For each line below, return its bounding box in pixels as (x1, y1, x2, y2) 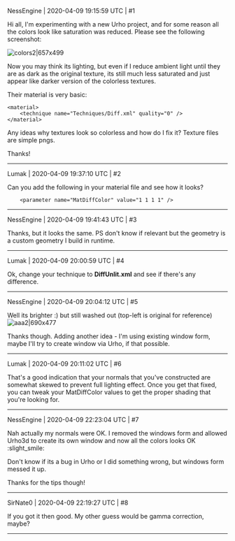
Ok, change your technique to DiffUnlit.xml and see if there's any (7, 270, 196, 278)
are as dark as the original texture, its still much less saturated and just (7, 70, 211, 78)
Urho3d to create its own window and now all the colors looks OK (7, 437, 196, 445)
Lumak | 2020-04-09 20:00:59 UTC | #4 (7, 257, 124, 265)
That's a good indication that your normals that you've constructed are (7, 373, 211, 381)
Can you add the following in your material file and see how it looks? (7, 183, 204, 192)
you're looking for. (7, 396, 60, 403)
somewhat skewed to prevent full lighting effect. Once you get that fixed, (7, 381, 217, 389)
